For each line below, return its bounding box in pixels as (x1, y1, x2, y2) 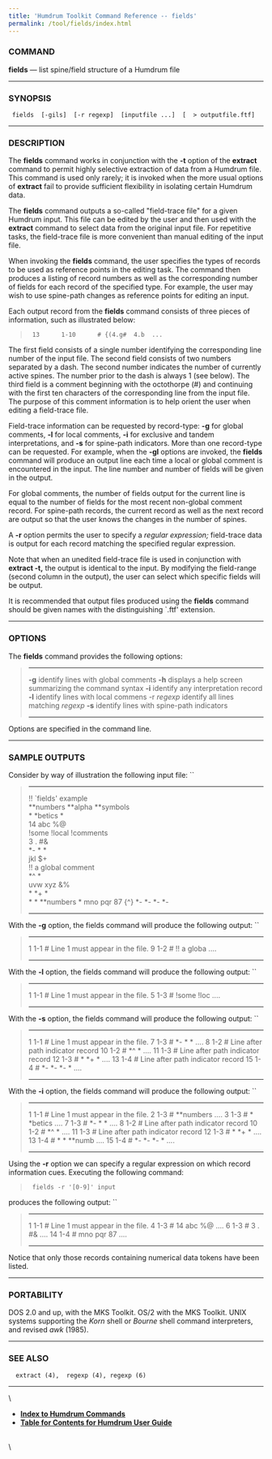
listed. (8, 1261, 29, 1271)
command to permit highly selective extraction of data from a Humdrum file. (8, 164, 261, 175)
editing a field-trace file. (8, 405, 89, 415)
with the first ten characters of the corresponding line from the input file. (8, 388, 250, 398)
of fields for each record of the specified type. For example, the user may (8, 282, 253, 292)
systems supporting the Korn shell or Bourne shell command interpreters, (8, 1316, 253, 1326)
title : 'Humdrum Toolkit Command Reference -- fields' (8, 11, 198, 20)
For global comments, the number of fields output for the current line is (8, 489, 245, 499)
